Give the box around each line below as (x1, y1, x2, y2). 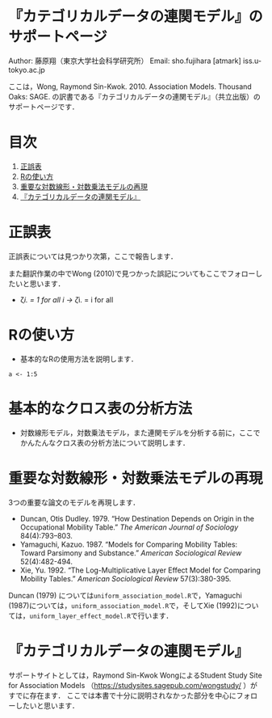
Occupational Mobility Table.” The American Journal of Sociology (19, 522, 239, 532)
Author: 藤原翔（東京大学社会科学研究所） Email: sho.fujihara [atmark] (8, 56, 242, 65)
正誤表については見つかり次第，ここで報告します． (8, 251, 178, 261)
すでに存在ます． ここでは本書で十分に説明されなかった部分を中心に (8, 691, 236, 700)
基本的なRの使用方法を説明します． (19, 353, 139, 364)
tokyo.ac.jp (8, 65, 46, 74)
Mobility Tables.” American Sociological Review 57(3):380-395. (19, 573, 232, 583)
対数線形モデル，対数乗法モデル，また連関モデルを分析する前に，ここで (19, 428, 261, 437)
